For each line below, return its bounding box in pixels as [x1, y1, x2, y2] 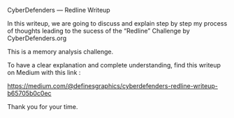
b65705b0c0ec [7, 90, 52, 97]
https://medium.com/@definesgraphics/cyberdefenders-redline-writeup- [7, 82, 219, 90]
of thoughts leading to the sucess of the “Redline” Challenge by [7, 27, 190, 35]
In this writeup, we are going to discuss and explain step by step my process [7, 19, 228, 27]
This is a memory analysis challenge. [7, 48, 114, 56]
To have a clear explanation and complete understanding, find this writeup [7, 61, 221, 69]
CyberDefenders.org [7, 34, 67, 42]
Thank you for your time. [7, 103, 78, 110]
